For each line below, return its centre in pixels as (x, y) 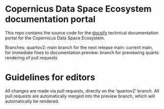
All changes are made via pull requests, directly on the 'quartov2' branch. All (82, 91)
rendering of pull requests (31, 57)
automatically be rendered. (32, 101)
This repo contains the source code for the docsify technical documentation (82, 33)
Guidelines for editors (50, 78)
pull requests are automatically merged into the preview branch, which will (80, 96)
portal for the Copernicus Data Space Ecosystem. (55, 38)
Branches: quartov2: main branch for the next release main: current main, (79, 47)
